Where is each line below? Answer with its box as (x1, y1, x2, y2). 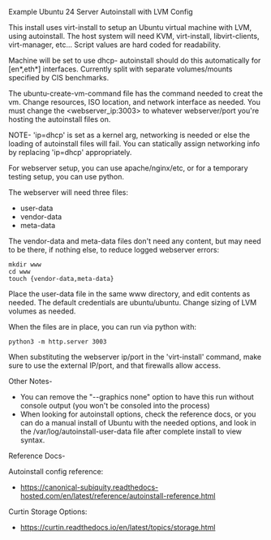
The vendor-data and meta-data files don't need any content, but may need (8, 236, 261, 246)
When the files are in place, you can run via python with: (8, 322, 197, 331)
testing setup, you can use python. (8, 172, 124, 181)
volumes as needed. (8, 306, 76, 316)
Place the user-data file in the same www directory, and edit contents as (8, 289, 251, 299)
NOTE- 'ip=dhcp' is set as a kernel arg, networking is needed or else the (8, 130, 250, 140)
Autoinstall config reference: (8, 467, 104, 476)
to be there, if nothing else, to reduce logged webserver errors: (8, 245, 220, 254)
